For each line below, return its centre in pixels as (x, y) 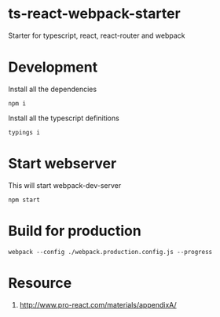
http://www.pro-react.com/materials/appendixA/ (98, 304)
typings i (24, 132)
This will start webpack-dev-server (65, 185)
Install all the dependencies (52, 89)
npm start (24, 200)
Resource (40, 283)
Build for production (75, 231)
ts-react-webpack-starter (94, 14)
